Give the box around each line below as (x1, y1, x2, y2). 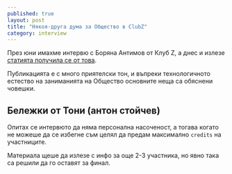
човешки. (7, 84, 35, 93)
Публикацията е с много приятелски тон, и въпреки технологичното (7, 70, 210, 78)
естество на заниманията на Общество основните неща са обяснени (7, 77, 213, 86)
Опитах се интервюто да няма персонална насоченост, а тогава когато (7, 123, 219, 132)
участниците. (7, 138, 47, 146)
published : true (7, 10, 54, 17)
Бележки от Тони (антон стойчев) (7, 104, 161, 116)
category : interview (7, 29, 67, 37)
